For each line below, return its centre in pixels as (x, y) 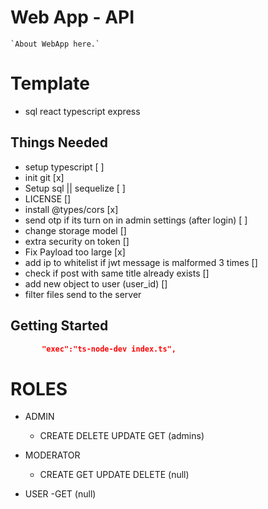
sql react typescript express (82, 111)
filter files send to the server (83, 294)
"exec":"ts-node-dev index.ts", (109, 349)
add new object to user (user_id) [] (96, 283)
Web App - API (72, 17)
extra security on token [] (77, 241)
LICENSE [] (48, 198)
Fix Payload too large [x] (75, 252)
